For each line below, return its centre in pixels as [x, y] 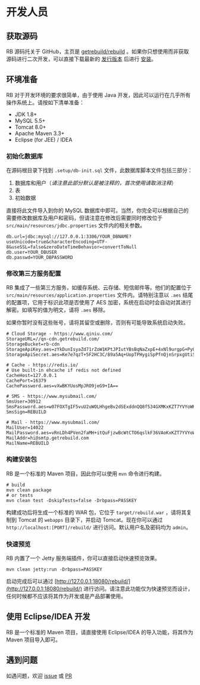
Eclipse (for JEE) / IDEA [43, 139]
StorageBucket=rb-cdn [33, 344]
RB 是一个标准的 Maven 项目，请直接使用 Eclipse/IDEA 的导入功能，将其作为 [100, 632]
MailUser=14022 [25, 428]
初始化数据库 [25, 156]
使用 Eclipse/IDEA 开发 [48, 617]
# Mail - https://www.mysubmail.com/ [53, 423]
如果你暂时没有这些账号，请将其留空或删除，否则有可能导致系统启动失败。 [97, 323]
